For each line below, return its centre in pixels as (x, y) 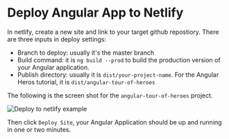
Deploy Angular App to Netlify (95, 13)
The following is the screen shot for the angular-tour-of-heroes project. (110, 95)
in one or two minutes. (39, 129)
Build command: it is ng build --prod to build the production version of (119, 59)
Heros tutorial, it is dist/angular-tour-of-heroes (86, 82)
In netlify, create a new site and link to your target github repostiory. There (113, 32)
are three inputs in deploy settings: (57, 39)
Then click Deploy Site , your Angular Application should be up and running (114, 122)
